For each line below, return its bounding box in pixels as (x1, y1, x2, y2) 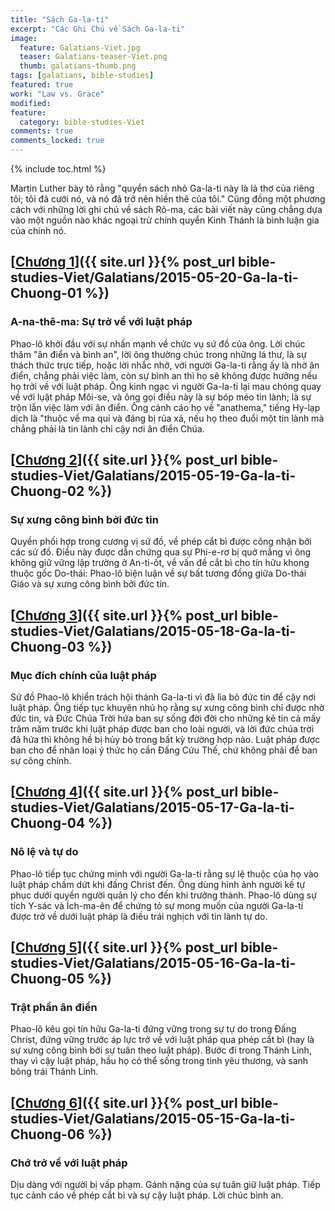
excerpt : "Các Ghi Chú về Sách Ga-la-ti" (10, 24, 186, 34)
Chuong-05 (10, 971, 85, 988)
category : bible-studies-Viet (19, 117, 145, 127)
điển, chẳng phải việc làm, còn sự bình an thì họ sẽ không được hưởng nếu (10, 369, 318, 381)
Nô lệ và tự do (10, 845, 79, 859)
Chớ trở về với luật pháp (10, 1156, 128, 1170)
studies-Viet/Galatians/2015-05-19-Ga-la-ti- (10, 467, 297, 485)
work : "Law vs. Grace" (10, 89, 105, 99)
